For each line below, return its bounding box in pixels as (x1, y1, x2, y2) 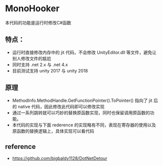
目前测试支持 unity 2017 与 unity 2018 (12, 68, 88, 73)
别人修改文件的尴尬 (12, 55, 52, 61)
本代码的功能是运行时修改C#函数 (5, 20, 72, 25)
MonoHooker (5, 3, 60, 14)
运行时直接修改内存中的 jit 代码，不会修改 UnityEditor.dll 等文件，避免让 (12, 49, 157, 55)
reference (5, 142, 36, 151)
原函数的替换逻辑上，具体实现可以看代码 (12, 128, 94, 134)
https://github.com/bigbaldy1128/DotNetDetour (12, 155, 108, 162)
